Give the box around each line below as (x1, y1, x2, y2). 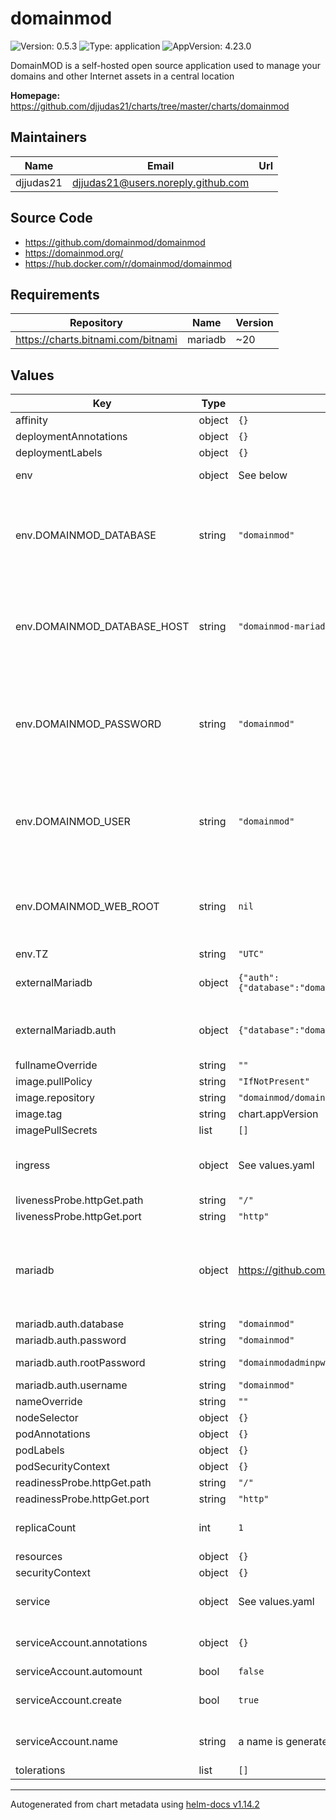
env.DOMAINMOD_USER (15, 815, 131, 829)
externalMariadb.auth (15, 1023, 117, 1037)
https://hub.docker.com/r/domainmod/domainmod (24, 257, 232, 269)
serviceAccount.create (15, 1693, 122, 1707)
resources (15, 1550, 63, 1564)
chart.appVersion (238, 1107, 319, 1121)
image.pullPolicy (15, 1075, 93, 1089)
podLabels (15, 1443, 65, 1457)
